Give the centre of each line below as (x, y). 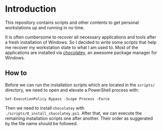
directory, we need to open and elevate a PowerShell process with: (72, 90)
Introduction (31, 9)
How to (16, 73)
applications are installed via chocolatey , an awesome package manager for (81, 53)
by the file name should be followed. (41, 123)
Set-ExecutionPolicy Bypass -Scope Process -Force (57, 99)
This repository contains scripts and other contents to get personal (72, 22)
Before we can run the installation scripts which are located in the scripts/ (80, 85)
